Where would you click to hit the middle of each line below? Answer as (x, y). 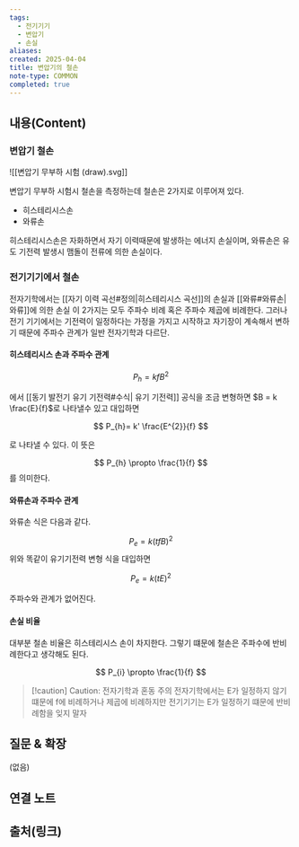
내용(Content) (48, 124)
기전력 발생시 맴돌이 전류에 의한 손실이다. (91, 251)
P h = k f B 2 (151, 377)
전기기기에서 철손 (44, 278)
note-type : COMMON (44, 76)
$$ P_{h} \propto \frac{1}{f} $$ (151, 463)
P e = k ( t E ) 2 (151, 578)
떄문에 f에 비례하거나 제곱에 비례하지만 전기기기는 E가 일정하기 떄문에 (153, 701)
